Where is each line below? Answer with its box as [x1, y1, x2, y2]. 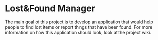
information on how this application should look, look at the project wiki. [5, 29, 152, 35]
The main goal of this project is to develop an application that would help [5, 19, 153, 25]
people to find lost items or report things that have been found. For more [5, 24, 153, 30]
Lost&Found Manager [5, 3, 95, 14]
